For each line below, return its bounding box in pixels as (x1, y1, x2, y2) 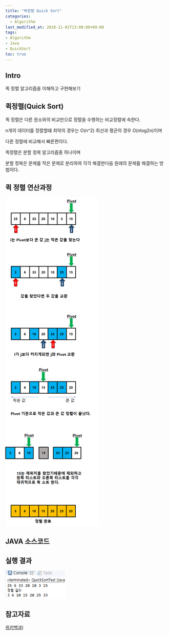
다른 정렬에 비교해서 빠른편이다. (5, 139, 69, 145)
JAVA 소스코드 (5, 537, 50, 546)
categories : (5, 13, 31, 19)
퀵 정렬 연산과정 (5, 183, 52, 192)
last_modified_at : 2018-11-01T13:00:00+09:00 (5, 25, 104, 30)
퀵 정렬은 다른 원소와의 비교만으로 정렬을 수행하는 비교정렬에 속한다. (5, 117, 141, 123)
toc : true (5, 51, 27, 56)
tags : (5, 30, 17, 35)
